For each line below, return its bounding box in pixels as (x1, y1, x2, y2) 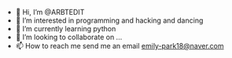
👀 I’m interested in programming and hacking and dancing (15, 16, 204, 25)
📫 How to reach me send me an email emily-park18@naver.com (15, 42, 224, 50)
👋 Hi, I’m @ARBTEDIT (15, 8, 85, 16)
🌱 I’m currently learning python (15, 24, 116, 33)
